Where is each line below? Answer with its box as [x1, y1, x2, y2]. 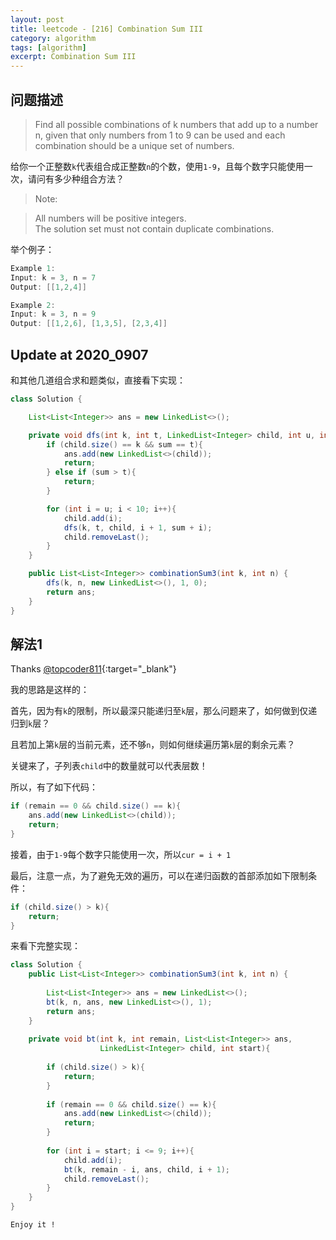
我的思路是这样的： [10, 684, 90, 696]
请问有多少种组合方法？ [27, 172, 125, 185]
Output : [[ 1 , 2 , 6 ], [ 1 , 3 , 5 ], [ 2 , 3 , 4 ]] [10, 319, 168, 329]
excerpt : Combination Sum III [10, 52, 137, 62]
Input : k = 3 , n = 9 [10, 309, 97, 320]
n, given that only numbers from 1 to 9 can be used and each [34, 129, 286, 141]
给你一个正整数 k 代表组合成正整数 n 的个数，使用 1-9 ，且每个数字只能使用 [10, 160, 305, 172]
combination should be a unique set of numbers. [34, 139, 235, 151]
